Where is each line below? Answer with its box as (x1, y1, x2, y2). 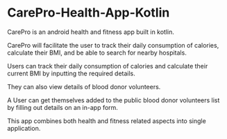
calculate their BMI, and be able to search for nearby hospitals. (7, 48, 187, 57)
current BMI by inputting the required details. (7, 69, 135, 77)
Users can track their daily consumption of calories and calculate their (7, 62, 208, 70)
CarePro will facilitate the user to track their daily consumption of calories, (7, 41, 219, 49)
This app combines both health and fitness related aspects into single (7, 116, 206, 125)
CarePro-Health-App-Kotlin (7, 5, 170, 21)
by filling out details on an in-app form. (7, 103, 118, 111)
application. (7, 124, 41, 132)
